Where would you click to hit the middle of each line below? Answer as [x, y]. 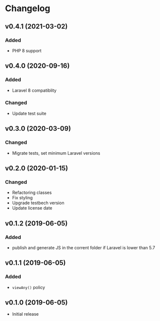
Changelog [28, 8]
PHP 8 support [27, 50]
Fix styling [22, 198]
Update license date [32, 208]
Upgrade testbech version [38, 203]
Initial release [25, 314]
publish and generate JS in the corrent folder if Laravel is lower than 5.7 [83, 247]
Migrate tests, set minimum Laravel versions [56, 153]
